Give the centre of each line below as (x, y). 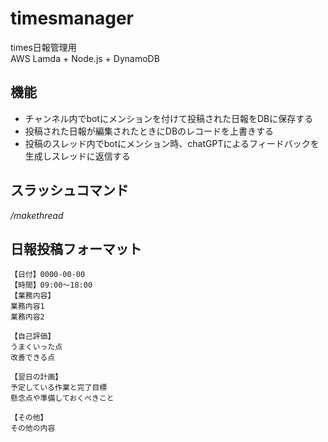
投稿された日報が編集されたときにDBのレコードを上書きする (149, 131)
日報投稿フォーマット (76, 248)
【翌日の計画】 (36, 377)
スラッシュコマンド (69, 190)
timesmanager (72, 18)
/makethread (37, 215)
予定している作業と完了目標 (59, 388)
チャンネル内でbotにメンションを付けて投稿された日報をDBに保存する (169, 118)
